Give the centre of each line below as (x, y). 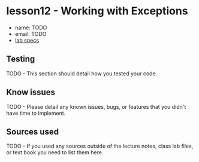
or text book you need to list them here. (55, 152)
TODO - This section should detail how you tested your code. (82, 74)
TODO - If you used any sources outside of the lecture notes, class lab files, (100, 146)
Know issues (31, 92)
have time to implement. (36, 113)
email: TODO (31, 33)
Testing (21, 59)
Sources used (32, 132)
